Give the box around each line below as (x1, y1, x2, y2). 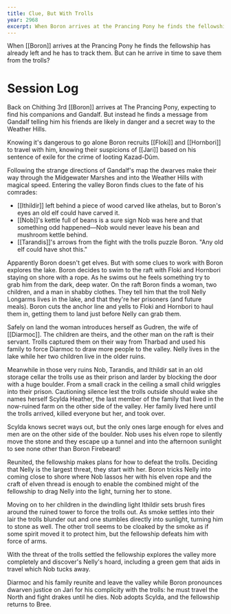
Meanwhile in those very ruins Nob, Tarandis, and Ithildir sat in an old (7, 366, 203, 374)
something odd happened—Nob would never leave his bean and (16, 223, 200, 232)
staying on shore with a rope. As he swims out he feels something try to (7, 273, 210, 282)
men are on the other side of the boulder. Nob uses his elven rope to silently (7, 430, 223, 439)
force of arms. (7, 537, 47, 545)
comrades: (7, 188, 38, 197)
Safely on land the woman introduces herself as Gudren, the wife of (7, 323, 199, 331)
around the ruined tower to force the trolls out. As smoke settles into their (7, 508, 214, 516)
